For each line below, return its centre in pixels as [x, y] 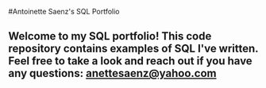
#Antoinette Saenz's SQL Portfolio [64, 11]
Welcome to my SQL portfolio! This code [110, 36]
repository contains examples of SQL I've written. [133, 49]
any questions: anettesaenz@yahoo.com [112, 73]
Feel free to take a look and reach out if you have [130, 61]
